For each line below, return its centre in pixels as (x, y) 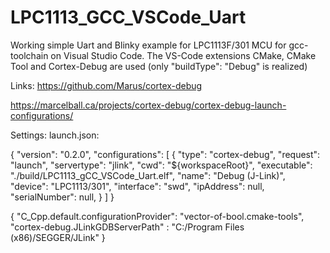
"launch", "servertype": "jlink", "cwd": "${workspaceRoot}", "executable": (161, 165)
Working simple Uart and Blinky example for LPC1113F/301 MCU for (148, 45)
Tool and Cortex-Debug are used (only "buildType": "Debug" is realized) (159, 66)
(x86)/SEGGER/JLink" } (58, 237)
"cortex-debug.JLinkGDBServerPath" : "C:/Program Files (127, 227)
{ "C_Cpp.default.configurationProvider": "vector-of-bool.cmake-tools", (157, 216)
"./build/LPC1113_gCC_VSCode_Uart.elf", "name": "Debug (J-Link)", (148, 175)
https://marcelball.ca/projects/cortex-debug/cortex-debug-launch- (148, 105)
